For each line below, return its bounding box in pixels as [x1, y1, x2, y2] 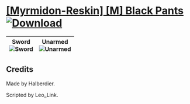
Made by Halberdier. [6, 80, 56, 87]
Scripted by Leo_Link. [6, 91, 58, 98]
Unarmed [42, 37, 68, 46]
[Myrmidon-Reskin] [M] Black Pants [6, 4, 184, 18]
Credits [6, 64, 34, 74]
